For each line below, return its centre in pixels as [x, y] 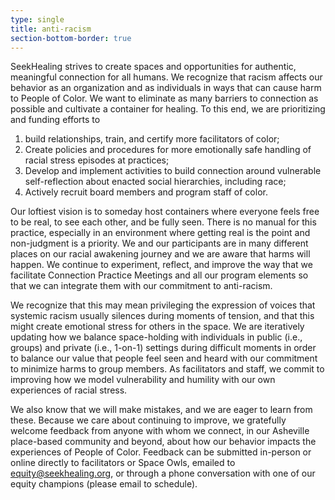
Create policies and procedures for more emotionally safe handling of [168, 150]
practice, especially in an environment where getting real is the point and [160, 233]
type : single [37, 19]
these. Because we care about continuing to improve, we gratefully [148, 420]
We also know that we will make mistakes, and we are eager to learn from [161, 410]
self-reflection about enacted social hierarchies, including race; [155, 182]
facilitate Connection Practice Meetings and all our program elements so [159, 275]
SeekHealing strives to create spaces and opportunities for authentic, [153, 67]
